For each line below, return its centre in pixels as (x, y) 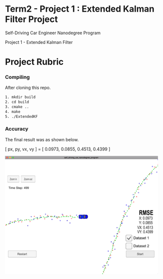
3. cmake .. (17, 107)
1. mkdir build (20, 97)
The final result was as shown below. (42, 139)
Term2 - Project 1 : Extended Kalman (80, 9)
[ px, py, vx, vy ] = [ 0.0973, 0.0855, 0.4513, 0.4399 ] (58, 149)
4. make (13, 112)
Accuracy (17, 129)
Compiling (17, 77)
